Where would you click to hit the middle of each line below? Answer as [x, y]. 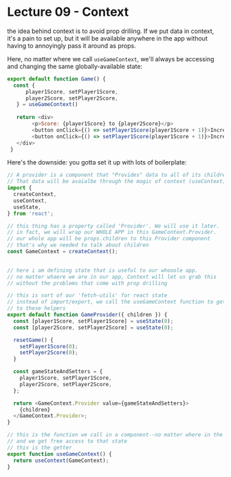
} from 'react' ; [30, 213]
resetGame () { [33, 340]
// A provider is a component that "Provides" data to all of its [104, 175]
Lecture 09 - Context [68, 12]
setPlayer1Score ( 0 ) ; [49, 346]
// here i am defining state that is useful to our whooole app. [102, 270]
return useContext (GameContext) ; [61, 460]
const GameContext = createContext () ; [63, 252]
